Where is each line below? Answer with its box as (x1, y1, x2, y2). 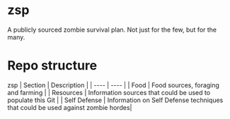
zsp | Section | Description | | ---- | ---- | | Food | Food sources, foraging (7, 80, 219, 89)
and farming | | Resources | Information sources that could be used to (7, 88, 211, 96)
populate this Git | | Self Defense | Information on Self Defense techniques (7, 96, 224, 104)
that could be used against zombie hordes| (7, 103, 132, 111)
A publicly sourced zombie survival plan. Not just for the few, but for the (7, 25, 217, 34)
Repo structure (7, 58, 98, 74)
